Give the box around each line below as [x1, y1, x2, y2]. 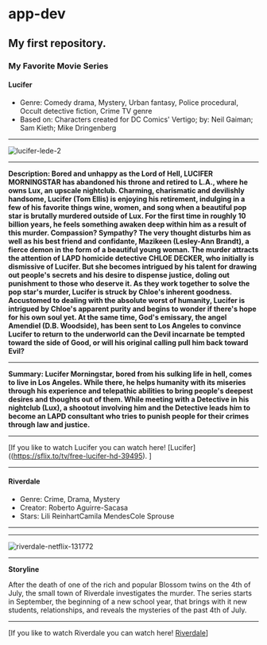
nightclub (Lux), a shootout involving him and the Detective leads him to [8, 402, 251, 412]
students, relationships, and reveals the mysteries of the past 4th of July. [8, 605, 247, 615]
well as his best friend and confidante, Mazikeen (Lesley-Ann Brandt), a [8, 236, 250, 246]
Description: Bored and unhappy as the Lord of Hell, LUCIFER [8, 169, 213, 178]
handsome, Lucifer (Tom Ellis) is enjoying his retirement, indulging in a [8, 194, 246, 204]
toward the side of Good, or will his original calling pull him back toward [8, 337, 249, 347]
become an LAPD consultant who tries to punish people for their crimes [8, 411, 250, 421]
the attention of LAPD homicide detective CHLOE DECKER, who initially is [8, 253, 254, 262]
